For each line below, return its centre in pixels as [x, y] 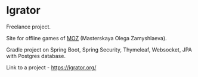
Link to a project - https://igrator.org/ [51, 67]
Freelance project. [29, 27]
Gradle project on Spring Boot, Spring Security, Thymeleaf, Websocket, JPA [99, 49]
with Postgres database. [36, 56]
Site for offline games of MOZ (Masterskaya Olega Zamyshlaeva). [86, 38]
